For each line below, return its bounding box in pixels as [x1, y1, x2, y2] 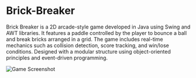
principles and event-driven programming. [6, 54, 108, 61]
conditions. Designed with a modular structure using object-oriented [6, 48, 171, 55]
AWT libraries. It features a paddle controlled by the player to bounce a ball [6, 29, 187, 36]
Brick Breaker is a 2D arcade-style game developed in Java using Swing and [6, 23, 191, 30]
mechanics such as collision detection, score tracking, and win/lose [6, 42, 170, 49]
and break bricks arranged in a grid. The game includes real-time [6, 36, 163, 42]
